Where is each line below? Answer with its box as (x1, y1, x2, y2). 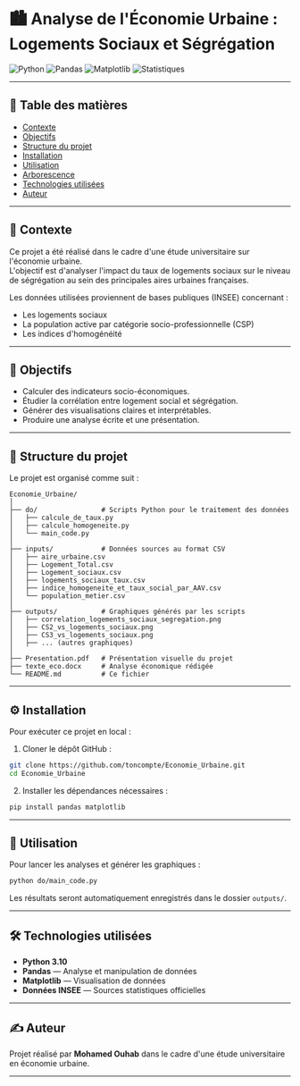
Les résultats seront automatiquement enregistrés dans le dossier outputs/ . (9, 893, 287, 904)
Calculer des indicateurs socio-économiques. (21, 386, 190, 397)
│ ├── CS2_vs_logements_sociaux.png (9, 623, 154, 632)
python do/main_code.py (9, 877, 98, 886)
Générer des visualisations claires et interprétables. (21, 405, 212, 416)
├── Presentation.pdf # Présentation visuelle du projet (9, 654, 234, 663)
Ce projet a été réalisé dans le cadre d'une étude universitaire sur (9, 246, 250, 257)
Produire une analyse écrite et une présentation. (21, 415, 200, 425)
